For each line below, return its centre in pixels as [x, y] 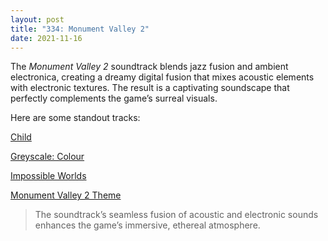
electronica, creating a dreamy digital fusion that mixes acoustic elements [162, 77]
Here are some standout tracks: [75, 118]
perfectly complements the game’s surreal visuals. [114, 98]
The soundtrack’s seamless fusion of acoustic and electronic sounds [176, 215]
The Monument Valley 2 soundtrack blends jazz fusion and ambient [149, 67]
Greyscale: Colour [47, 157]
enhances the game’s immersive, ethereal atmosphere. [147, 225]
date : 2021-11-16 [46, 38]
